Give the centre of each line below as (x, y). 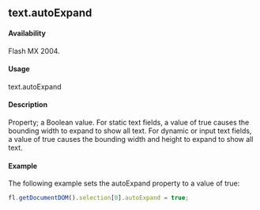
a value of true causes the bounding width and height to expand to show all (131, 139)
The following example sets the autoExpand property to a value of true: (124, 183)
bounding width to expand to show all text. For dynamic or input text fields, (130, 131)
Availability (27, 33)
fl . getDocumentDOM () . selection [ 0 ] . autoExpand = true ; (99, 198)
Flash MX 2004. (34, 51)
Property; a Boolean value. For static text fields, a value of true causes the (129, 122)
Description (28, 105)
